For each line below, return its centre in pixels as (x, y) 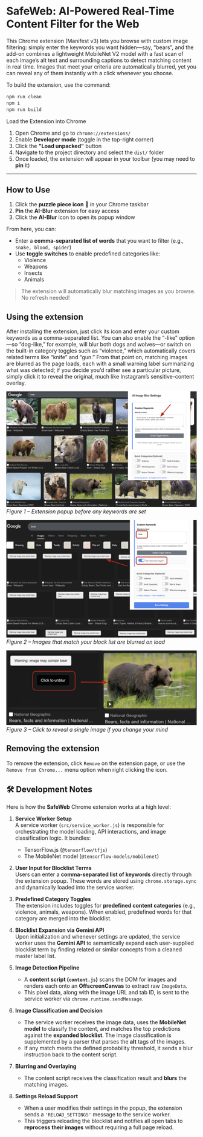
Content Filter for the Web (73, 24)
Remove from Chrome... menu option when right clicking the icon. (87, 769)
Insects (33, 273)
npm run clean (24, 96)
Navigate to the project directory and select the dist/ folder (89, 152)
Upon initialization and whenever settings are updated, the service (98, 937)
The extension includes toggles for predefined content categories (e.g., (105, 906)
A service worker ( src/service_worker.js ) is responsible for (89, 825)
